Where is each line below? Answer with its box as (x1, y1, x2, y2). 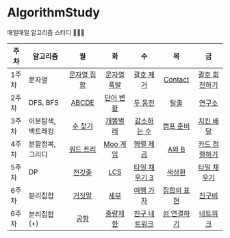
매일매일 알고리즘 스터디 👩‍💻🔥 (7, 28, 86, 36)
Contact (163, 74, 190, 84)
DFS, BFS (28, 97, 60, 107)
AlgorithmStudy (7, 5, 101, 21)
